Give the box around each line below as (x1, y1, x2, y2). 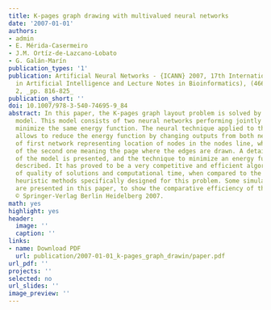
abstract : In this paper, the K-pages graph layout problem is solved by (8, 110, 262, 118)
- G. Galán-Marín (8, 57, 67, 65)
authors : (8, 27, 38, 35)
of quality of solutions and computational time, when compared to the (15, 170, 262, 178)
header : (8, 215, 35, 223)
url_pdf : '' (8, 259, 48, 267)
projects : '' (8, 267, 52, 275)
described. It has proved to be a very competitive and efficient (15, 162, 244, 170)
